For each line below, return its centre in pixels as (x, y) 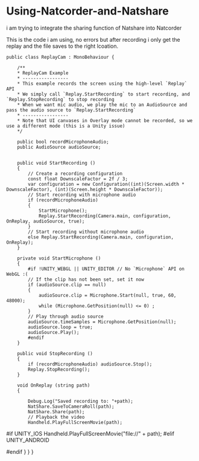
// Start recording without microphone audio (86, 232)
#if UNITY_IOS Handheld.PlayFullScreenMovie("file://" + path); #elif (90, 433)
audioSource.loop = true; (61, 327)
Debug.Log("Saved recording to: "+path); (81, 401)
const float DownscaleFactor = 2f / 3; (78, 179)
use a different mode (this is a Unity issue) (66, 126)
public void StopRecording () (55, 353)
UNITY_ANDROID (28, 440)
